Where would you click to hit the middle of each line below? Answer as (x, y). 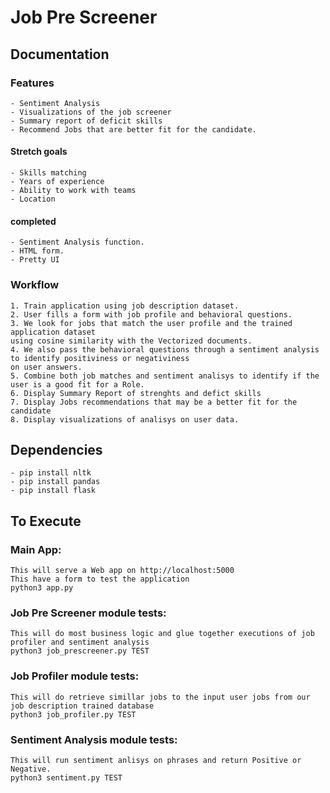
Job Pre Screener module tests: (88, 613)
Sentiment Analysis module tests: (94, 739)
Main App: (36, 549)
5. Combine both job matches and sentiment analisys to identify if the (165, 376)
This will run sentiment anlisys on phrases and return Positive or (156, 760)
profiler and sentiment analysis (80, 642)
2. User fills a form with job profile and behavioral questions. (151, 314)
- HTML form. (37, 251)
